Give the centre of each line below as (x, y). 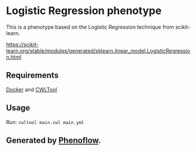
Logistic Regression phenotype (84, 11)
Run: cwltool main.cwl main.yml (45, 122)
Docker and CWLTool (32, 90)
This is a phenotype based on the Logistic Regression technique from (90, 27)
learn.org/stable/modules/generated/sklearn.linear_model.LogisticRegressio (98, 50)
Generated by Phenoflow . (54, 140)
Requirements (32, 75)
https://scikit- (23, 44)
